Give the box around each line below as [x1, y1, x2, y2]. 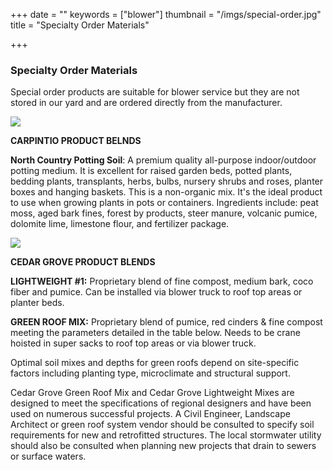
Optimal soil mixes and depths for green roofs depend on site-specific [10, 357, 300, 369]
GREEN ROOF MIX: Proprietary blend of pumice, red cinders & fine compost [10, 316, 323, 328]
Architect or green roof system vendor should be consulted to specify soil [10, 419, 315, 431]
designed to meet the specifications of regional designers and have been [10, 397, 312, 409]
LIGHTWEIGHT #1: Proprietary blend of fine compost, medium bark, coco [10, 275, 314, 288]
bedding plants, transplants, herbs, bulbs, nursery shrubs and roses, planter [10, 175, 324, 188]
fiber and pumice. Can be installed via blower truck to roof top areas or [10, 286, 303, 298]
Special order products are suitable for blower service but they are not [10, 86, 300, 98]
